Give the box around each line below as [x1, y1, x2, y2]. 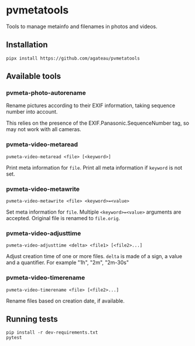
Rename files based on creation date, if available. [6, 297, 125, 304]
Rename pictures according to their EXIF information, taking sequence [6, 102, 176, 109]
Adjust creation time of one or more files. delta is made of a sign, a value [6, 253, 183, 260]
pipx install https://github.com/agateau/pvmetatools [6, 55, 141, 61]
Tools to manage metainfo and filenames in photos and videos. [6, 23, 158, 30]
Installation [6, 40, 48, 50]
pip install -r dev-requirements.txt [6, 330, 98, 335]
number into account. [6, 108, 58, 115]
